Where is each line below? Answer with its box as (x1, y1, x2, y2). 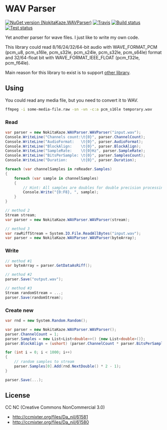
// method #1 (5, 258, 32, 264)
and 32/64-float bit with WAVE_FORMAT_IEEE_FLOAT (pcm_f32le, (5, 54, 140, 60)
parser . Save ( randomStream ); (5, 295, 64, 300)
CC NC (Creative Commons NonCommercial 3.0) (5, 404, 105, 411)
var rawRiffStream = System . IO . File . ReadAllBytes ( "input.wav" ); (5, 231, 141, 236)
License (5, 391, 30, 400)
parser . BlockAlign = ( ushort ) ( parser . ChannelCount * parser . (5, 341, 137, 346)
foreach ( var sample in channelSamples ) (14, 176, 99, 181)
